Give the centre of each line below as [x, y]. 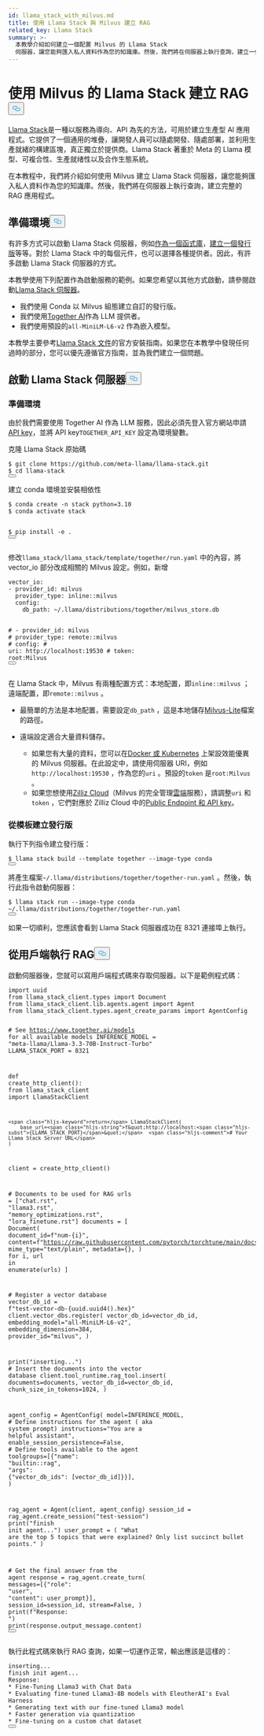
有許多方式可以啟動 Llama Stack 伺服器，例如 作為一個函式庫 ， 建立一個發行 [130, 243]
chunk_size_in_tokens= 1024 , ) [58, 1390]
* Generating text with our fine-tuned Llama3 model [96, 1707]
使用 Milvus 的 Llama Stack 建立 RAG [128, 93]
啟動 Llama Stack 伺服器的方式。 [68, 263]
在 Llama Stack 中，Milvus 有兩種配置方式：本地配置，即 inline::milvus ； [129, 684]
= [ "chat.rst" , [33, 1201]
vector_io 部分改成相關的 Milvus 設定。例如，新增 [88, 567]
